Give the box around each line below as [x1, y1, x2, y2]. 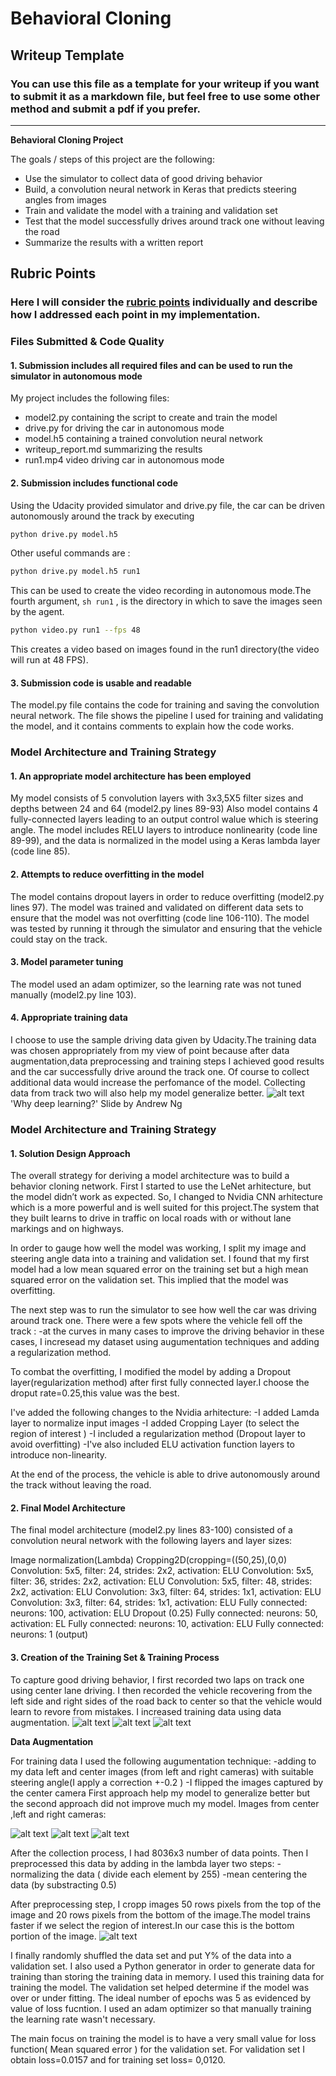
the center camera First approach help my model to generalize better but [10, 1787, 311, 1799]
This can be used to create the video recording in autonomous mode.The [10, 585, 312, 597]
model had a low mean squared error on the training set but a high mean [10, 1263, 309, 1276]
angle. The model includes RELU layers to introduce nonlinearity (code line [10, 824, 318, 836]
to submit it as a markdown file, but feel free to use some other [10, 89, 321, 103]
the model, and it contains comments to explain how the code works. [10, 720, 295, 732]
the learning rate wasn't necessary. [10, 2013, 156, 2025]
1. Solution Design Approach [10, 1147, 131, 1159]
